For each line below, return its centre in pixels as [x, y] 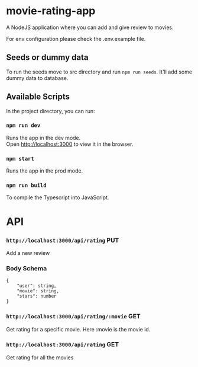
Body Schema [27, 268]
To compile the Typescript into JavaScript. [58, 197]
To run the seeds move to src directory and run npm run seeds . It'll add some [99, 72]
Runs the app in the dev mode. [43, 138]
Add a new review [28, 253]
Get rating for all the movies [40, 358]
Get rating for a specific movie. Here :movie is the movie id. [78, 329]
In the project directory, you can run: [51, 111]
